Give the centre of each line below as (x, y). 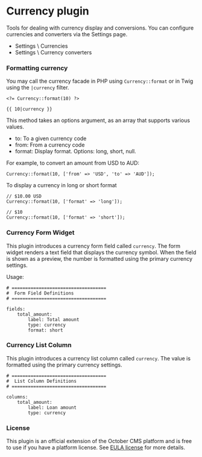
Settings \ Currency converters (53, 52)
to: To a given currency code (51, 139)
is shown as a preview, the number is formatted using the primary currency (99, 258)
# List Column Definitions (42, 381)
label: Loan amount (52, 407)
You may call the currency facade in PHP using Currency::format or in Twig (100, 81)
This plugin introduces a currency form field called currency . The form (93, 246)
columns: (17, 397)
